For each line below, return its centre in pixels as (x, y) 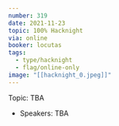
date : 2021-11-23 (37, 23)
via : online (28, 38)
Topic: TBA (27, 97)
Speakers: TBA (44, 113)
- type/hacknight (44, 61)
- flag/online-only (48, 68)
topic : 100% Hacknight (46, 30)
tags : (17, 53)
